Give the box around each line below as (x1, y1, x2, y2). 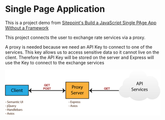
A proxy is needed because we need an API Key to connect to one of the (5, 44, 153, 50)
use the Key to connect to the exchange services (5, 60, 104, 65)
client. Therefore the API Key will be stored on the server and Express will (5, 54, 154, 60)
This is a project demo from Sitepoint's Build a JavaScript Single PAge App (5, 20, 157, 26)
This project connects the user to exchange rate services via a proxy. (5, 34, 145, 40)
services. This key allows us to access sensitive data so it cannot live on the (5, 49, 159, 55)
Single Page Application (5, 3, 105, 15)
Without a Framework (5, 25, 49, 30)
